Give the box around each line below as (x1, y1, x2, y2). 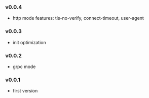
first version (12, 88, 38, 94)
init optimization (12, 39, 47, 45)
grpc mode (12, 63, 36, 70)
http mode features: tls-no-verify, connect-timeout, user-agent (12, 15, 144, 21)
